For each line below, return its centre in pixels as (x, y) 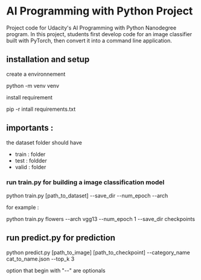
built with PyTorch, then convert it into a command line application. (89, 40)
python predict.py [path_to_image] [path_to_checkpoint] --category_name (98, 252)
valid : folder (30, 167)
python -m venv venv (33, 86)
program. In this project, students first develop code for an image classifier (99, 34)
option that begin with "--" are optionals (56, 270)
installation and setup (48, 59)
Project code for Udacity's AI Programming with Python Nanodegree (91, 28)
